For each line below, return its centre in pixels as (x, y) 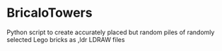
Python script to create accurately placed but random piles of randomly (111, 32)
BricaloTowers (49, 13)
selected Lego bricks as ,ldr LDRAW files (66, 39)
